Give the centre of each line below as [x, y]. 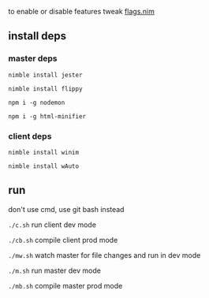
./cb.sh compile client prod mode [63, 240]
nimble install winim [44, 152]
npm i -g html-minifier [47, 116]
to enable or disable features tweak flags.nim [82, 11]
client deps [30, 136]
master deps [33, 58]
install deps [37, 36]
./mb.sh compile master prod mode [65, 285]
